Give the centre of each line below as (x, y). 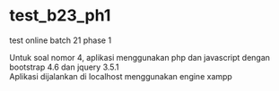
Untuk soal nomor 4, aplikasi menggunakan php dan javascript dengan (140, 57)
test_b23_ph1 (60, 16)
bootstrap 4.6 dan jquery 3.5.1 (64, 67)
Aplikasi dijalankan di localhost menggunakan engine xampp (121, 76)
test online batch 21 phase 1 (61, 40)
